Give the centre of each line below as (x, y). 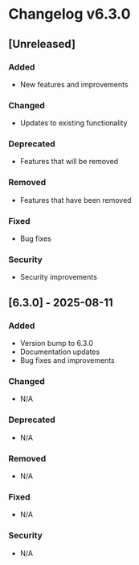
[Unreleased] (42, 44)
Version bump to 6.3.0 (57, 344)
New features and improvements (74, 84)
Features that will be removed (69, 162)
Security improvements (59, 277)
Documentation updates (60, 352)
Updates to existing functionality (74, 123)
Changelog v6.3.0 (69, 14)
